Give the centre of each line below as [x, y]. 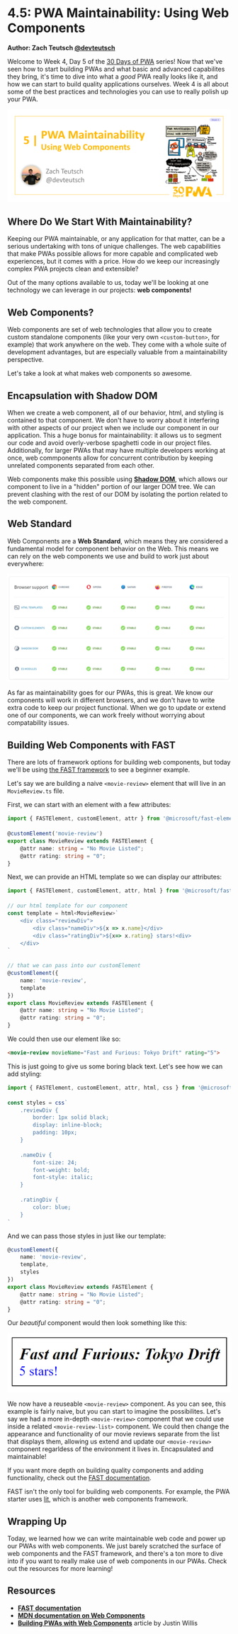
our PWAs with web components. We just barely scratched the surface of [114, 1546]
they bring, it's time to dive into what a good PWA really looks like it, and [113, 77]
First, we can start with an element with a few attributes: [89, 805]
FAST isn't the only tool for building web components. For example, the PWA [119, 1492]
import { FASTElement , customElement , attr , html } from [93, 891]
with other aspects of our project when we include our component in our [113, 428]
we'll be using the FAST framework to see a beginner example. [98, 770]
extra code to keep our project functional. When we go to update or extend [117, 708]
